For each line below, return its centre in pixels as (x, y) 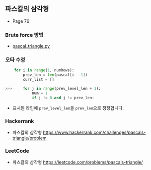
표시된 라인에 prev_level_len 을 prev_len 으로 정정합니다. (68, 108)
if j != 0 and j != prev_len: (63, 98)
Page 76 (21, 21)
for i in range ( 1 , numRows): (44, 70)
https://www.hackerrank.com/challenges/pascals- (94, 132)
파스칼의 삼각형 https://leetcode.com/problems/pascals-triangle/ (77, 162)
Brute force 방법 (24, 35)
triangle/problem (29, 138)
